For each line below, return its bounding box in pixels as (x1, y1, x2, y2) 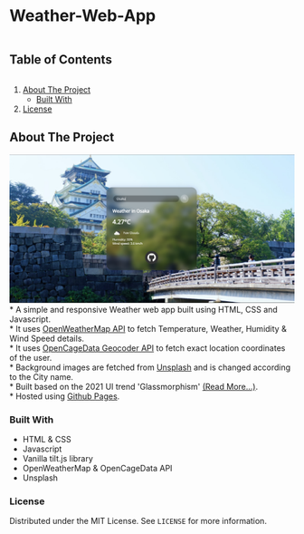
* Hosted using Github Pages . (9, 391, 120, 402)
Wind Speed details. (9, 333, 84, 344)
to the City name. (9, 371, 74, 382)
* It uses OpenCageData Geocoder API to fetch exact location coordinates (9, 342, 286, 354)
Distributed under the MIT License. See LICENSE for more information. (9, 516, 267, 527)
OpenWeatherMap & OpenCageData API (22, 463, 173, 474)
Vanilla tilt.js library (22, 453, 93, 464)
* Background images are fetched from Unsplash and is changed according (9, 362, 291, 373)
